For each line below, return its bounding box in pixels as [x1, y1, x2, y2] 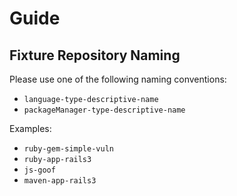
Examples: [9, 123, 52, 134]
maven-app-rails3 [23, 176, 97, 186]
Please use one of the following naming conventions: [9, 73, 227, 85]
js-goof [23, 165, 56, 175]
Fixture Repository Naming [9, 47, 181, 64]
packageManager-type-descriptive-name [23, 105, 186, 115]
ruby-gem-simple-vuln [23, 144, 114, 154]
